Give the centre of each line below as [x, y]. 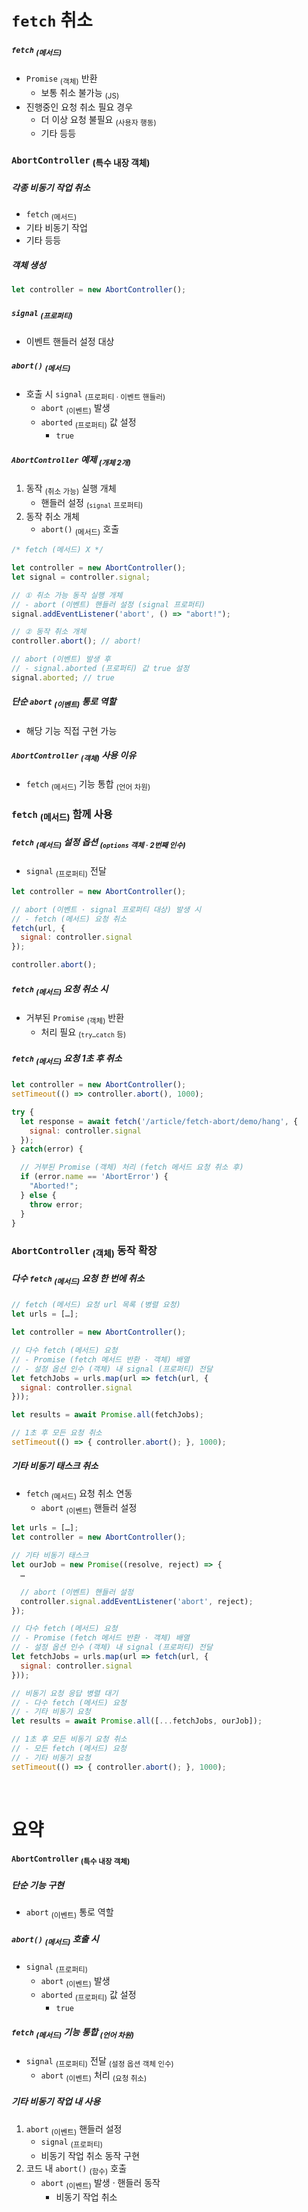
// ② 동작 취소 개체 [49, 632]
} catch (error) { [47, 1149]
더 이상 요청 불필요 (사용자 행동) [98, 120]
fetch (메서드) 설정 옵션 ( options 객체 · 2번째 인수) [98, 843]
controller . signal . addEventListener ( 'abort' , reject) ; [137, 1601]
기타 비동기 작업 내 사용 [56, 2102]
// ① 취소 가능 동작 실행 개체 [67, 595]
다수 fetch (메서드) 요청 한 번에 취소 [78, 1279]
